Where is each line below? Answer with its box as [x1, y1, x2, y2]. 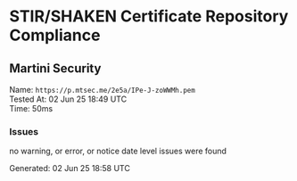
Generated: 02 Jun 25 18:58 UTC [9, 163, 131, 174]
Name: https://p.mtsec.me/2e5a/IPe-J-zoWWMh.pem [9, 85, 196, 95]
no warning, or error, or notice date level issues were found [9, 145, 227, 157]
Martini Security [9, 61, 102, 76]
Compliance [9, 25, 101, 45]
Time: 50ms [9, 103, 54, 113]
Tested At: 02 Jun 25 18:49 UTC [9, 94, 128, 104]
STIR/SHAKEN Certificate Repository [9, 6, 289, 27]
